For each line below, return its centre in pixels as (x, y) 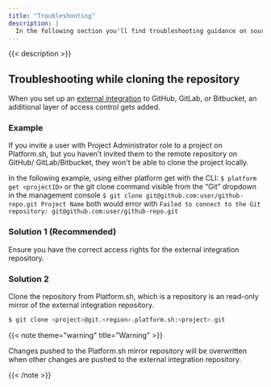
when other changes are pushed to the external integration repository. (125, 359)
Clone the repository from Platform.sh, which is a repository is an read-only (134, 297)
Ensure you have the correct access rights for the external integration (124, 249)
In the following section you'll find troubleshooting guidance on (131, 31)
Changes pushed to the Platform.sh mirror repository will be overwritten (128, 351)
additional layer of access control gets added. (84, 107)
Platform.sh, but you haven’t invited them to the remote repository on (123, 154)
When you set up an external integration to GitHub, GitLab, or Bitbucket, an (133, 98)
